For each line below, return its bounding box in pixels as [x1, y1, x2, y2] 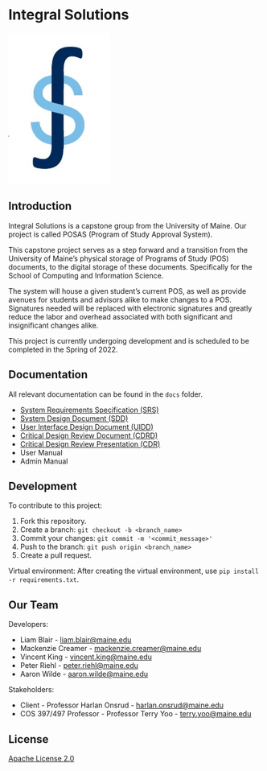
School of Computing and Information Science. [8, 270, 164, 280]
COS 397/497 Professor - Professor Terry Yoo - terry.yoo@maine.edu [19, 709, 252, 719]
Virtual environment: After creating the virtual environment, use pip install [8, 566, 259, 576]
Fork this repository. [19, 517, 87, 526]
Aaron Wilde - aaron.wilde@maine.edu [19, 670, 149, 679]
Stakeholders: [8, 685, 55, 695]
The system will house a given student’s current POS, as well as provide [8, 286, 247, 295]
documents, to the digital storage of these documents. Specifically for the [8, 262, 253, 271]
